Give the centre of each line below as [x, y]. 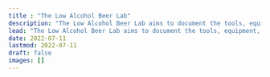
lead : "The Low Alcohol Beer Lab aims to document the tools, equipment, [135, 30]
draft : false [30, 53]
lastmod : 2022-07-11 [43, 46]
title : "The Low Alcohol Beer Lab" [70, 16]
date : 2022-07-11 [37, 38]
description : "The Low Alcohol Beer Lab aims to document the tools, [127, 23]
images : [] [27, 61]
